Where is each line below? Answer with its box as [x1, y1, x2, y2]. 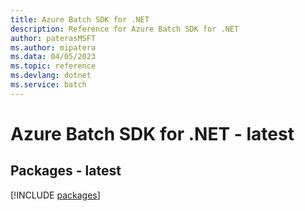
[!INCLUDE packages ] [10, 189, 101, 201]
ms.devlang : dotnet [10, 71, 92, 81]
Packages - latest [10, 162, 122, 180]
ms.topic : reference [10, 61, 97, 71]
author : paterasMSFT [10, 33, 97, 43]
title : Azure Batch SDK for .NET [10, 14, 150, 25]
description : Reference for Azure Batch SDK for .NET [10, 24, 240, 34]
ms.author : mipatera [10, 42, 97, 53]
